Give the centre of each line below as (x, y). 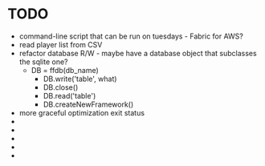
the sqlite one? (44, 62)
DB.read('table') (69, 95)
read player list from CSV (61, 44)
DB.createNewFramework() (88, 104)
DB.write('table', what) (80, 79)
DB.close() (61, 87)
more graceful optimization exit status (82, 112)
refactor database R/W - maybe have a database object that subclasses (138, 53)
